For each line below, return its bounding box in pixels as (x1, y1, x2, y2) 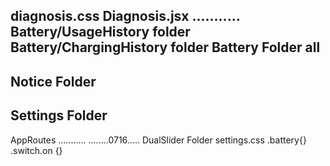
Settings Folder (10, 107, 108, 124)
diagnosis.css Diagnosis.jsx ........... (10, 8, 241, 25)
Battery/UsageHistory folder (10, 24, 191, 41)
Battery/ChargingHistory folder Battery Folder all (10, 39, 321, 56)
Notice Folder (10, 73, 97, 90)
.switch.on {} (10, 144, 63, 156)
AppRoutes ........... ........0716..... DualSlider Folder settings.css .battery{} (10, 134, 307, 146)
